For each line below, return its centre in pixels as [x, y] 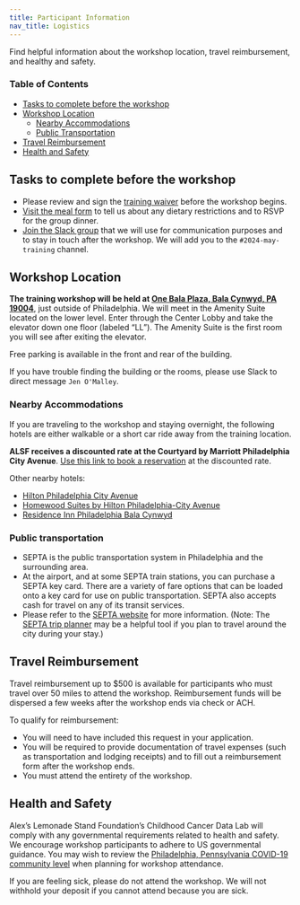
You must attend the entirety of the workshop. [107, 775]
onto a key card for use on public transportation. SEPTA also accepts [149, 596]
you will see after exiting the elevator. [78, 337]
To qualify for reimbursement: [64, 720]
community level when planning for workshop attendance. [116, 864]
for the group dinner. [60, 220]
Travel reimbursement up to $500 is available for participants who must [141, 683]
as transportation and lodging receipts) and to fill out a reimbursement [152, 756]
